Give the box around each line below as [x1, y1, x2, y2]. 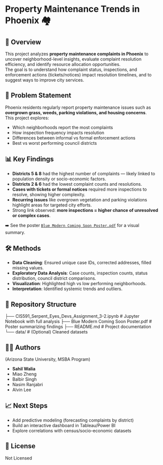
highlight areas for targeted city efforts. [12, 202, 92, 208]
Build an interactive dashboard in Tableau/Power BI [12, 422, 116, 428]
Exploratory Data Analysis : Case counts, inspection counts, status [12, 270, 148, 276]
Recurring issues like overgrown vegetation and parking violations [12, 197, 147, 202]
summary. [5, 229, 26, 235]
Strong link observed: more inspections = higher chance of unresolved [12, 207, 159, 213]
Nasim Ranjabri [12, 382, 43, 388]
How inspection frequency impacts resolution [12, 130, 105, 135]
